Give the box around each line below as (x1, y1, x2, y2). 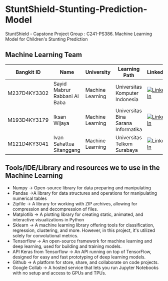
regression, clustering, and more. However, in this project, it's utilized (12, 227, 155, 233)
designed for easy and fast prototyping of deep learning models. (12, 254, 146, 260)
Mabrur (53, 86, 71, 93)
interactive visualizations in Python (12, 216, 84, 222)
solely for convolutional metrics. (12, 232, 78, 238)
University (85, 69, 111, 76)
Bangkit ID (15, 69, 41, 76)
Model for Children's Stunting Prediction (5, 36, 88, 42)
